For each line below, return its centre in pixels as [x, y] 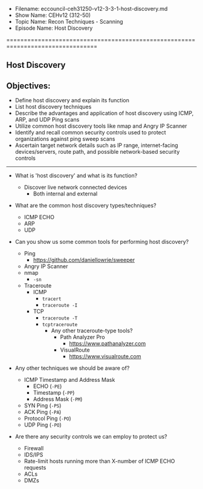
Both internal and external [65, 194]
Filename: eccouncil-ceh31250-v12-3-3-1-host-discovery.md [91, 9]
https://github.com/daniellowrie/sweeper [84, 260]
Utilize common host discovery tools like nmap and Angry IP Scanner [101, 126]
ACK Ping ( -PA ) [43, 412]
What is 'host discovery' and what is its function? [76, 176]
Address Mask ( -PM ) [58, 399]
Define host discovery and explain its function [72, 100]
